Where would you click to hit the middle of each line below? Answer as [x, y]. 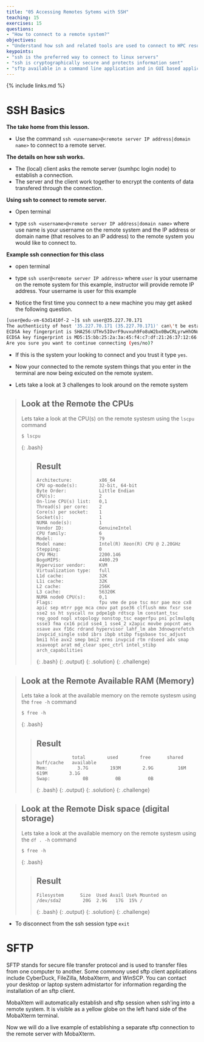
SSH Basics [36, 110]
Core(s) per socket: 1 [69, 512]
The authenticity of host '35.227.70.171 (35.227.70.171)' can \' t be [96, 326]
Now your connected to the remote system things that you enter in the [103, 366]
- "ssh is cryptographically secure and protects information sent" [95, 63]
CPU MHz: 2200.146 [79, 555]
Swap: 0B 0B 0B [95, 778]
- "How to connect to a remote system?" [58, 35]
